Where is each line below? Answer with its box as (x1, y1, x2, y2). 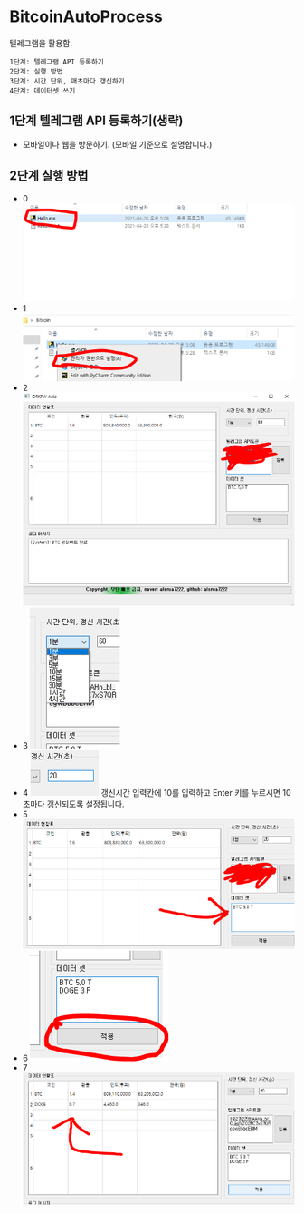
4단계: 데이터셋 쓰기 (9, 86, 76, 95)
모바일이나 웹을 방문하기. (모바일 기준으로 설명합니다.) (22, 139, 213, 150)
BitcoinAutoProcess (9, 6, 163, 27)
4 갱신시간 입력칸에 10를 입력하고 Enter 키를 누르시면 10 (22, 788, 291, 798)
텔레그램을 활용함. (9, 37, 73, 48)
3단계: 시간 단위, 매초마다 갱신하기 (9, 76, 125, 85)
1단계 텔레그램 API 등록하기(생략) (9, 113, 184, 129)
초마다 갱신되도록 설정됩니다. (22, 798, 125, 809)
